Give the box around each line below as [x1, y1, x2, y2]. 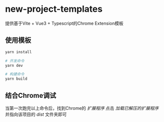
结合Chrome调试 [5, 91, 57, 99]
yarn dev [5, 63, 23, 68]
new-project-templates [5, 3, 102, 15]
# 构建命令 [5, 72, 25, 77]
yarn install [5, 49, 32, 55]
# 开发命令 [5, 58, 25, 63]
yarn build [5, 76, 28, 82]
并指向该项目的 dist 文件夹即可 [5, 111, 67, 117]
